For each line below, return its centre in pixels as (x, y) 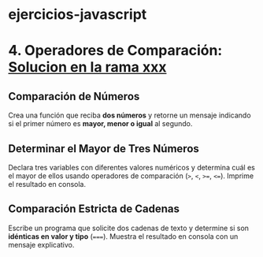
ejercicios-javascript (78, 15)
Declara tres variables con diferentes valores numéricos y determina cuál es (132, 168)
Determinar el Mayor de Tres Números (104, 149)
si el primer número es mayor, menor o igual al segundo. (100, 124)
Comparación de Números (74, 96)
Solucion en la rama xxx (87, 67)
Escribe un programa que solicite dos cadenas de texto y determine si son (129, 228)
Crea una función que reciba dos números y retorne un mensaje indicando (130, 115)
